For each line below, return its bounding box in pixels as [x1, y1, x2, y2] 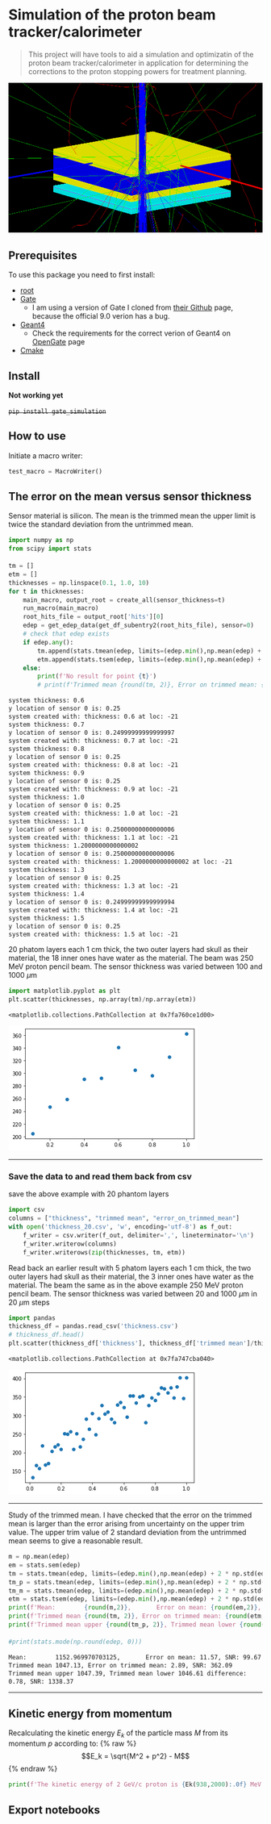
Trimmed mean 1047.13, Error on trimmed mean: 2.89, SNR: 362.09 [8, 1661, 232, 1669]
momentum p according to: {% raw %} [8, 1738, 137, 1748]
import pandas [8, 1313, 56, 1322]
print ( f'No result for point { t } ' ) [37, 672, 157, 681]
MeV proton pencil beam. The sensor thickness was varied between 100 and [8, 962, 263, 971]
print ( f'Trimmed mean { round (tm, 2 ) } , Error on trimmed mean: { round [8, 1612, 248, 1621]
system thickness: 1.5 [8, 914, 85, 923]
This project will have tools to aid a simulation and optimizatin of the [27, 49, 254, 59]
